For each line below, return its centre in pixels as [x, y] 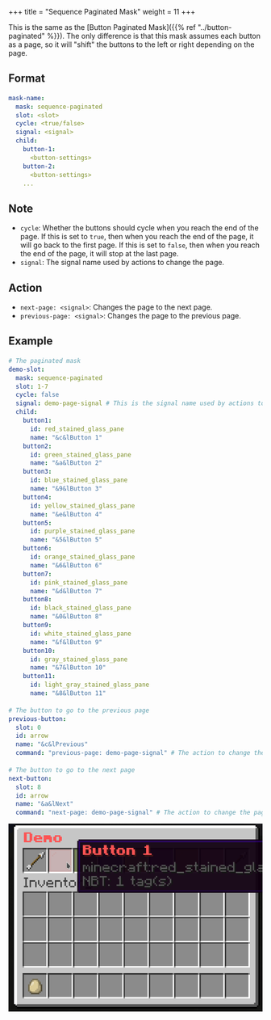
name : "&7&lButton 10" [68, 668]
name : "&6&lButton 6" [66, 565]
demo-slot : [27, 369]
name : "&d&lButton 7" [66, 591]
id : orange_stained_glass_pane [82, 557]
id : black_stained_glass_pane [80, 608]
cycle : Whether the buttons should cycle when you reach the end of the [140, 228]
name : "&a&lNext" [45, 804]
